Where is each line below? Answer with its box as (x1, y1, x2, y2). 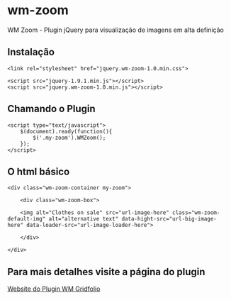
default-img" (7, 216, 46, 223)
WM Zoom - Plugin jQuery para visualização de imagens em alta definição (7, 26, 225, 34)
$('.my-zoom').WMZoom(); (33, 134, 106, 141)
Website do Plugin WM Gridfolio (7, 284, 101, 293)
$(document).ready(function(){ (20, 128, 113, 135)
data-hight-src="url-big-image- (121, 216, 218, 223)
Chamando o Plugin (7, 103, 96, 115)
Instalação (7, 46, 55, 58)
